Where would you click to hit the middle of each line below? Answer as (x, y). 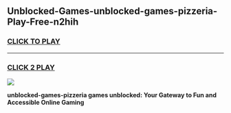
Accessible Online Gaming (46, 102)
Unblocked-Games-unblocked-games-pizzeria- (112, 11)
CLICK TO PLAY (34, 42)
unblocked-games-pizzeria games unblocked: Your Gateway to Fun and (112, 95)
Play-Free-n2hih (43, 22)
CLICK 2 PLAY (31, 67)
